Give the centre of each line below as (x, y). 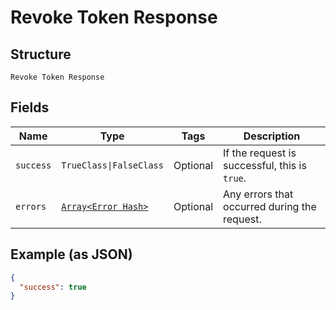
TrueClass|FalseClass (112, 165)
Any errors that (258, 194)
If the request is (260, 153)
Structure (41, 54)
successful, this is (265, 165)
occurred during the (270, 206)
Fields (30, 107)
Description (272, 136)
